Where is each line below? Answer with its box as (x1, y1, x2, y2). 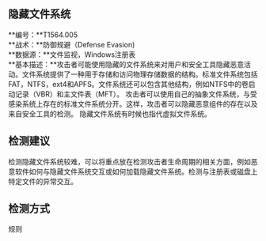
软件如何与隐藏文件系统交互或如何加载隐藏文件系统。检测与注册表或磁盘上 (14, 167, 258, 176)
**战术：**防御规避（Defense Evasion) (8, 40, 135, 49)
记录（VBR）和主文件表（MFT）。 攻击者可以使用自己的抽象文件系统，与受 (14, 89, 257, 99)
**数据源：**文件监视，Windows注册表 (8, 50, 136, 59)
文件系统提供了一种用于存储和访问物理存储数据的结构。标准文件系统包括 (21, 70, 258, 79)
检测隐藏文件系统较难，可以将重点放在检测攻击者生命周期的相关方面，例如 (8, 156, 251, 166)
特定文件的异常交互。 (8, 176, 78, 186)
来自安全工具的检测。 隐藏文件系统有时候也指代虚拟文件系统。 (8, 109, 211, 119)
